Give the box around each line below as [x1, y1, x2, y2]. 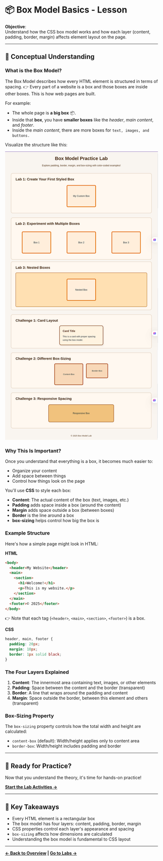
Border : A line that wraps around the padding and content [12, 690, 128, 696]
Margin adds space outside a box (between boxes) [12, 507, 114, 513]
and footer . [12, 122, 34, 128]
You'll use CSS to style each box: [5, 488, 71, 493]
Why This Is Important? [5, 447, 62, 454]
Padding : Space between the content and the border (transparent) [12, 685, 146, 691]
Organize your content [12, 468, 57, 474]
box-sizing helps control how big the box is [12, 518, 99, 523]
